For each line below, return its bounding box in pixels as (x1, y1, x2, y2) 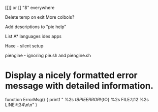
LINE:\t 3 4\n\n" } (5, 102, 38, 108)
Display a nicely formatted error (5, 70, 138, 81)
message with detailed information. (5, 80, 154, 91)
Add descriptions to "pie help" (5, 24, 66, 30)
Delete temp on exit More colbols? (5, 14, 75, 20)
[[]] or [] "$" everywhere (5, 5, 55, 10)
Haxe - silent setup (5, 43, 44, 49)
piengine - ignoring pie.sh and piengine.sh (5, 52, 91, 58)
